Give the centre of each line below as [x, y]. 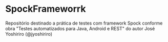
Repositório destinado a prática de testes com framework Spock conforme [84, 23]
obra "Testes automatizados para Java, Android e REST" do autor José [80, 28]
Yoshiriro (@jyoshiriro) [29, 34]
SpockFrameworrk [46, 9]
